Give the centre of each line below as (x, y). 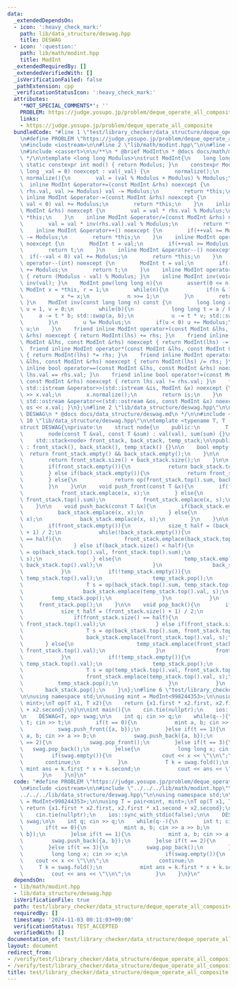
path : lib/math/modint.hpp (60, 54)
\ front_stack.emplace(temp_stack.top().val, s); (124, 677)
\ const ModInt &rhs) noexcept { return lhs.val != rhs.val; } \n (118, 381)
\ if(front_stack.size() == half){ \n (99, 618)
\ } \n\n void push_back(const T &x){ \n (88, 506)
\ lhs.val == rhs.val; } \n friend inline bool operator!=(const (121, 375)
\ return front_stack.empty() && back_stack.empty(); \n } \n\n (120, 454)
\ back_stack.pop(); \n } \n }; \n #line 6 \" (96, 690)
